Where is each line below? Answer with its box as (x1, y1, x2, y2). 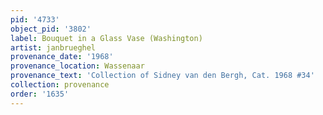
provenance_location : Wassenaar (10, 61, 145, 71)
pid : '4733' (10, 14, 60, 25)
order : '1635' (10, 89, 70, 99)
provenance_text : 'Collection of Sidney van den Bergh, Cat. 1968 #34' (10, 71, 315, 81)
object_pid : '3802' (10, 24, 92, 34)
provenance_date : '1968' (10, 52, 114, 62)
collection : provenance (10, 80, 110, 90)
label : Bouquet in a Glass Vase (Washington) (10, 33, 203, 43)
